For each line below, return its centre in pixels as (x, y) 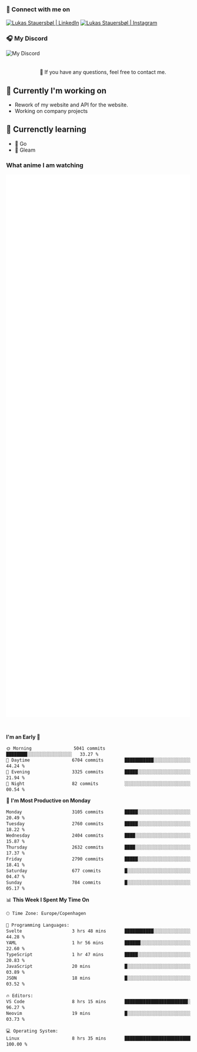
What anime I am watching (45, 165)
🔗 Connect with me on (38, 9)
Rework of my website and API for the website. (71, 105)
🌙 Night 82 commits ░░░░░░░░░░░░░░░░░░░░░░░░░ (98, 784)
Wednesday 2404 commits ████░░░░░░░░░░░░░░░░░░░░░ (98, 835)
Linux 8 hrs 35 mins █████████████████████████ (98, 1038)
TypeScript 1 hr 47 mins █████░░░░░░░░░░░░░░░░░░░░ (98, 954)
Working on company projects (51, 111)
